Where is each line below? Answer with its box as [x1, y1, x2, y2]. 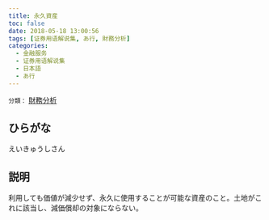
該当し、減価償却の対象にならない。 [22, 203, 143, 213]
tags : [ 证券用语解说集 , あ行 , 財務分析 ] [8, 34, 131, 43]
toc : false [8, 19, 45, 27]
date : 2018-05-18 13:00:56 [8, 27, 99, 35]
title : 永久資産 [8, 11, 58, 20]
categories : [8, 42, 48, 50]
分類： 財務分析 [8, 95, 57, 105]
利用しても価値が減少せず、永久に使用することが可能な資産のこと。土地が [8, 193, 255, 203]
